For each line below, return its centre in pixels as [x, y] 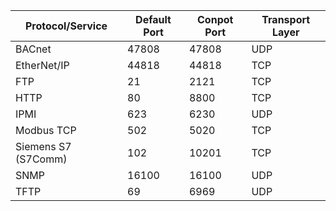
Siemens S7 [43, 146]
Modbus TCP [46, 130]
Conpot [215, 19]
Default [153, 19]
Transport [286, 19]
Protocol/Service [66, 26]
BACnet [33, 49]
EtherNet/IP [42, 65]
